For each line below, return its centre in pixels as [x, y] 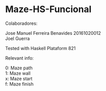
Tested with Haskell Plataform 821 [40, 48]
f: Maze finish [19, 84]
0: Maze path [19, 68]
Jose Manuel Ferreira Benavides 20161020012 [53, 33]
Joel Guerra [18, 38]
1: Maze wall [18, 73]
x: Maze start [19, 78]
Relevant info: [19, 58]
